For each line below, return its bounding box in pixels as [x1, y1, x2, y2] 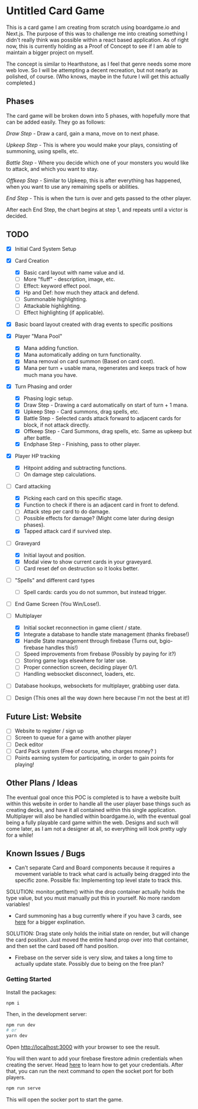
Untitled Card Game [6, 4, 105, 18]
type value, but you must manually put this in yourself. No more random [6, 895, 180, 902]
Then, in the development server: [6, 1010, 87, 1017]
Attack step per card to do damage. [23, 508, 111, 515]
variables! [6, 901, 30, 908]
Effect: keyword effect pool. [23, 282, 92, 289]
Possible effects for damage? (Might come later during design [23, 515, 174, 522]
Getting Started [6, 975, 51, 984]
